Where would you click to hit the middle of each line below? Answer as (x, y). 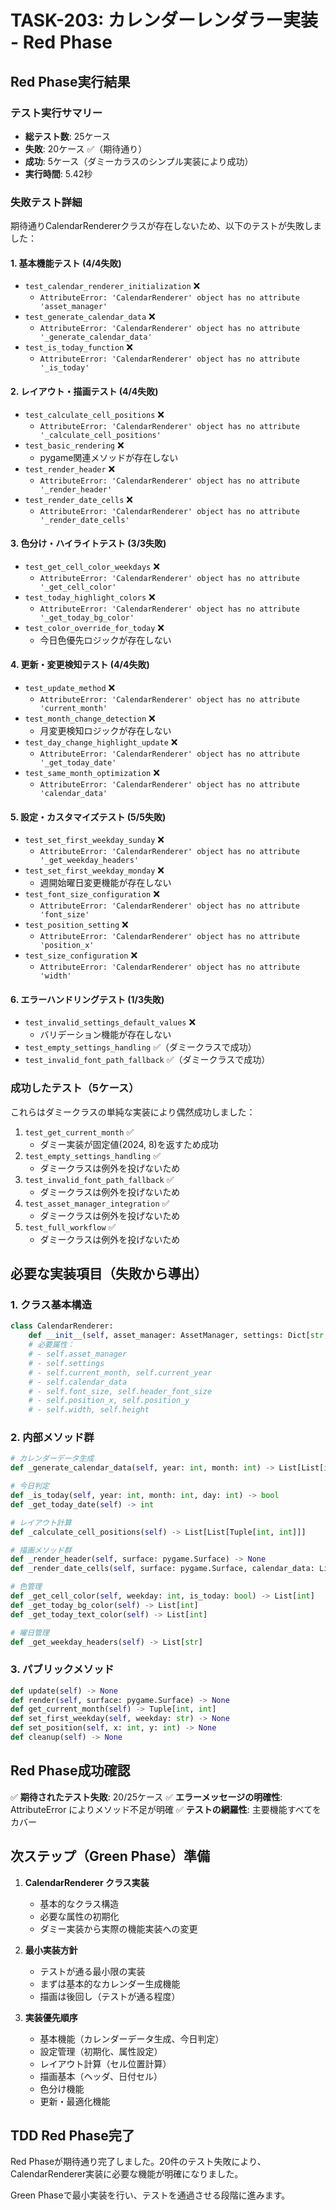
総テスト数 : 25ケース (67, 136)
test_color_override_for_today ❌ (94, 627)
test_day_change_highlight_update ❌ (101, 742)
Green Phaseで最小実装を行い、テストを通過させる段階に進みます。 (150, 2195)
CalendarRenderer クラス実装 (87, 1882)
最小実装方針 (51, 1950)
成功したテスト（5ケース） (75, 1088)
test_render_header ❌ (70, 468)
